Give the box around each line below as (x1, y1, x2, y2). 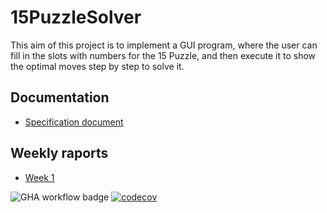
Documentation (10, 89, 110, 106)
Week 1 (24, 171, 55, 183)
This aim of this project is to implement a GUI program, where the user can (10, 39, 318, 51)
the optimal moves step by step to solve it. (10, 60, 185, 72)
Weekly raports (10, 145, 109, 162)
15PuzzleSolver (10, 6, 142, 29)
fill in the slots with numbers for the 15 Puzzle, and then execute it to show (10, 49, 317, 61)
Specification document (24, 116, 124, 128)
